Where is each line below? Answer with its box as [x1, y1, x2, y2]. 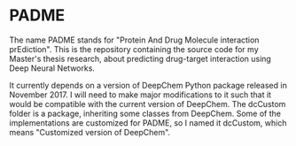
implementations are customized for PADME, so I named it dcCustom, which [9, 117, 287, 128]
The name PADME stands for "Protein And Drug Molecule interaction [9, 35, 260, 45]
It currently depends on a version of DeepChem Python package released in [9, 80, 288, 90]
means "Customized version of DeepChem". [9, 127, 171, 137]
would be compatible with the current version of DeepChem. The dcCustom [9, 98, 286, 109]
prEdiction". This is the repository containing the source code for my [9, 43, 259, 54]
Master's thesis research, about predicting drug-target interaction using [9, 53, 272, 64]
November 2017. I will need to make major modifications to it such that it [9, 89, 272, 100]
